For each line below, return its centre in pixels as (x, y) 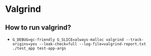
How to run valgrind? (38, 28)
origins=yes (25, 44)
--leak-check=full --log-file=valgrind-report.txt (93, 44)
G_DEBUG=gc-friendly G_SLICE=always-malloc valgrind (68, 40)
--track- (135, 40)
